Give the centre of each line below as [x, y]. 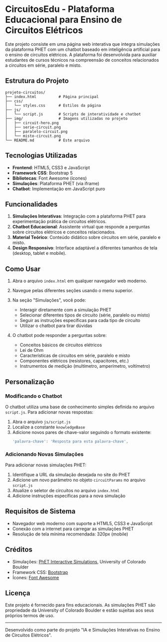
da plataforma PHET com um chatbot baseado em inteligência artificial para [83, 49]
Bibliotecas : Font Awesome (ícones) [49, 178]
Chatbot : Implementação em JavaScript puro [59, 189]
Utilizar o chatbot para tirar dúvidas [56, 326]
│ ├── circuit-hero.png [32, 123]
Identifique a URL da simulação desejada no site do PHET [71, 475]
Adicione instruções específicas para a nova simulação [69, 496]
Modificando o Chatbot [34, 396]
